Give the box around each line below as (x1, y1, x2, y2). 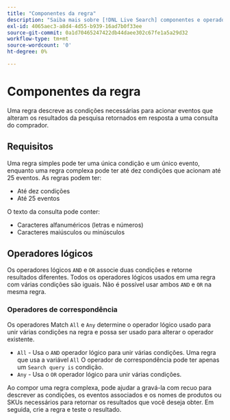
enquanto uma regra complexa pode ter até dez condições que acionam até (7, 166, 221, 175)
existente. (7, 335, 35, 343)
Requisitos (7, 141, 53, 153)
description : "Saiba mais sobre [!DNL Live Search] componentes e (7, 16, 201, 23)
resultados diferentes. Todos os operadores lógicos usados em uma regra (7, 273, 216, 282)
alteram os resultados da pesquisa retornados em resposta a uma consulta (7, 114, 218, 122)
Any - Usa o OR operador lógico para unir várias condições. (16, 370, 182, 378)
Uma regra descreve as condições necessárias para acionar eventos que (7, 106, 214, 114)
